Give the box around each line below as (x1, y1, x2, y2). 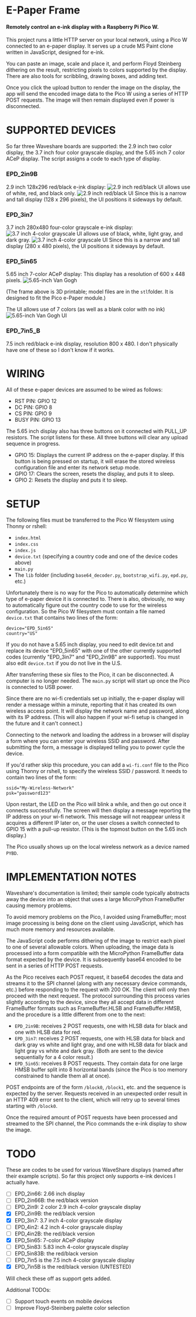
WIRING (6, 367, 45, 380)
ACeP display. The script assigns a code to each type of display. (6, 155, 161, 162)
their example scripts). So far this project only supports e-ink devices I (6, 1172, 176, 1180)
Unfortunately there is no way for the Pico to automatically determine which (6, 589, 188, 596)
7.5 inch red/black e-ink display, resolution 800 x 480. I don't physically (6, 340, 178, 347)
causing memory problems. (6, 902, 73, 909)
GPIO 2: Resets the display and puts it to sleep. (14, 476, 128, 483)
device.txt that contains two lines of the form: (6, 614, 118, 621)
